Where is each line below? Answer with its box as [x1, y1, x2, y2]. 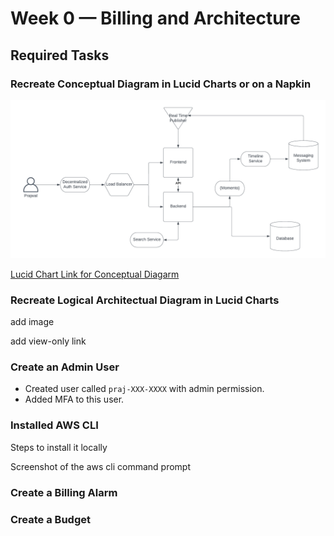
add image [10, 316, 55, 328]
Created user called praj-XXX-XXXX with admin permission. [24, 383, 265, 395]
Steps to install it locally [10, 441, 108, 453]
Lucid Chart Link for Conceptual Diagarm [10, 268, 180, 280]
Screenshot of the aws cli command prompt [10, 460, 192, 472]
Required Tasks [10, 47, 110, 64]
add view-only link [10, 335, 87, 347]
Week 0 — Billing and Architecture [10, 7, 301, 30]
